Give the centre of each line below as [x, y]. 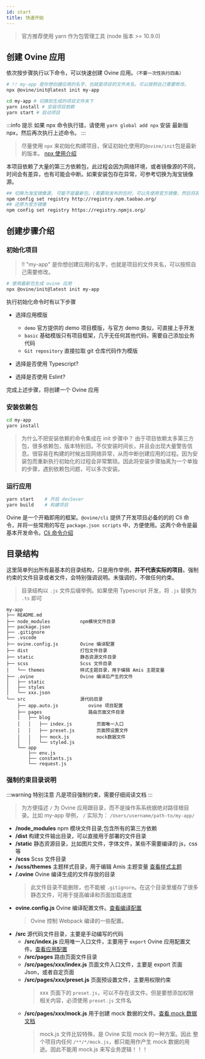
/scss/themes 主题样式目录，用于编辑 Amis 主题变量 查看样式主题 [99, 866]
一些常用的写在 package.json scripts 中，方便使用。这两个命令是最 [113, 525]
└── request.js [48, 764]
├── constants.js [50, 758]
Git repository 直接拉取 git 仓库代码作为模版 [81, 351]
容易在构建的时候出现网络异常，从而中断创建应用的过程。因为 [115, 453]
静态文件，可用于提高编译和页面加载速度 [81, 894]
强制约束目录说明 [31, 780]
